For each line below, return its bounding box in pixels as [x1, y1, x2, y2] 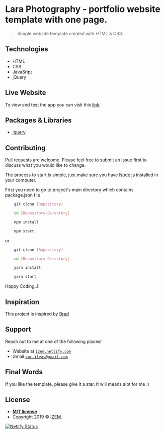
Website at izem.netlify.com [12, 348, 71, 354]
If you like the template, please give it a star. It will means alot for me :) [5, 381, 149, 387]
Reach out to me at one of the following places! [5, 338, 102, 344]
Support [5, 325, 31, 334]
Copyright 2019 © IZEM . [12, 414, 62, 420]
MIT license [12, 409, 37, 415]
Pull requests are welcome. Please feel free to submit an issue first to [5, 157, 147, 163]
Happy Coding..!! [5, 283, 40, 289]
